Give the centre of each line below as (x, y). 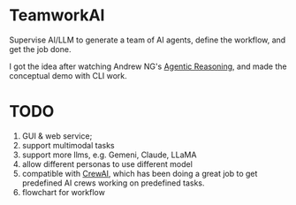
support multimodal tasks (68, 145)
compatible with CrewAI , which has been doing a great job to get (140, 173)
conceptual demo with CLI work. (68, 75)
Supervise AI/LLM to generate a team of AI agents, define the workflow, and (148, 40)
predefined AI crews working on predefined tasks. (113, 183)
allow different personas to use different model (107, 163)
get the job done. (40, 49)
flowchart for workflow (64, 192)
